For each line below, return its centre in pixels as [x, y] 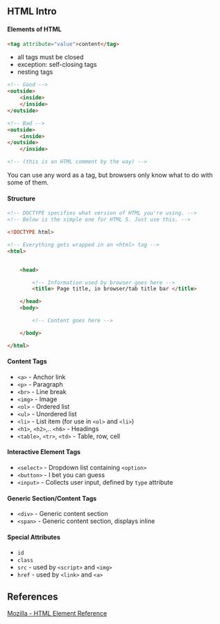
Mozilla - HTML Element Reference [57, 614]
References [33, 596]
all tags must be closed [50, 57]
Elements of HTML [34, 29]
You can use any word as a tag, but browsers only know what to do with [110, 175]
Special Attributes [34, 537]
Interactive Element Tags [44, 452]
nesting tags [35, 72]
